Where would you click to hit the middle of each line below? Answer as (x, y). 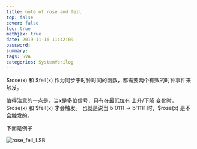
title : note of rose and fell (44, 12)
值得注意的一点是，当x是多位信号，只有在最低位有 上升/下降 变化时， (92, 100)
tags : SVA (19, 56)
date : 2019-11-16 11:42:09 (40, 40)
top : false (20, 17)
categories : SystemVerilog (40, 62)
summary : (17, 51)
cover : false (23, 23)
